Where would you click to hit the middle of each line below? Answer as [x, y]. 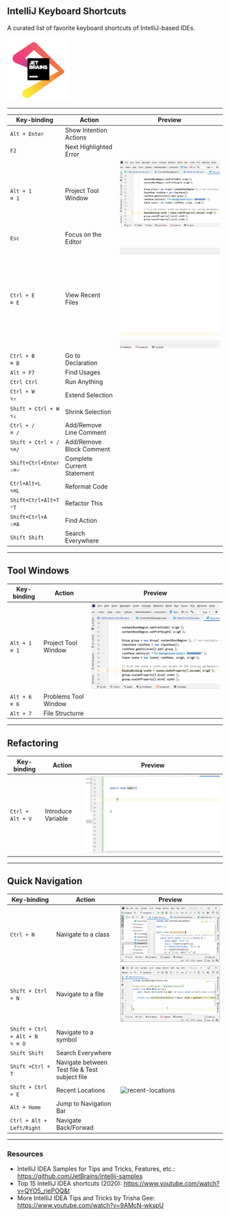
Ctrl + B [23, 356]
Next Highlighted [89, 146]
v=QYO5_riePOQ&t [43, 1191]
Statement [79, 473]
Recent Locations [80, 1090]
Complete [79, 459]
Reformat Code [86, 486]
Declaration [81, 363]
